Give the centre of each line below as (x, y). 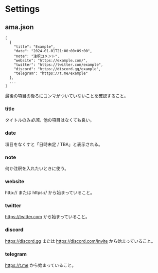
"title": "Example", (35, 47)
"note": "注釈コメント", (37, 56)
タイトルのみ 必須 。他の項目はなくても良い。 (50, 120)
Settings (22, 9)
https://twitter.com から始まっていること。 (47, 217)
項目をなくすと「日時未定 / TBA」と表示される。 (54, 144)
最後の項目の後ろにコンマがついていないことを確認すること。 (67, 96)
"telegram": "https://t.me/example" (51, 73)
